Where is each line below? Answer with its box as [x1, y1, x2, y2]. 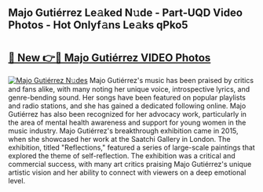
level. [8, 176, 26, 185]
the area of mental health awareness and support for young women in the [8, 118, 247, 127]
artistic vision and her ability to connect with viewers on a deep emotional [8, 168, 247, 177]
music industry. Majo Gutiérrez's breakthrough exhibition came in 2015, [8, 126, 239, 136]
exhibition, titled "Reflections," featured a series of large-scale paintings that [8, 143, 255, 152]
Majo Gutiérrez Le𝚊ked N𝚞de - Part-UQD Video [8, 6, 243, 20]
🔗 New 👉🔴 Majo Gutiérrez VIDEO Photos [8, 51, 211, 64]
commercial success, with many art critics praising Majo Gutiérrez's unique [8, 160, 252, 168]
